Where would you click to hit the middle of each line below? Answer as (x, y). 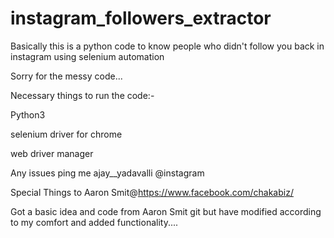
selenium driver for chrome (66, 134)
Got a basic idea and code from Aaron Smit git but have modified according (166, 211)
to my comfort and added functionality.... (94, 222)
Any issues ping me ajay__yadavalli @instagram (107, 173)
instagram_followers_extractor (141, 18)
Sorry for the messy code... (66, 76)
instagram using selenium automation (87, 56)
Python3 (28, 114)
